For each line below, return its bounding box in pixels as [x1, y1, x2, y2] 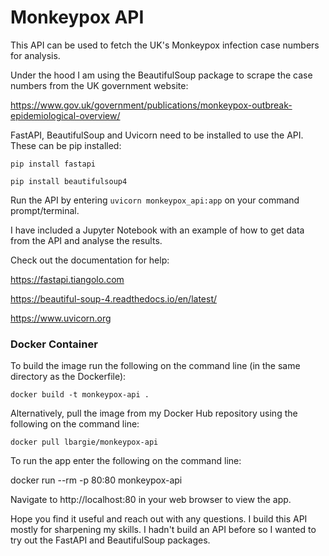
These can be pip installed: [10, 139, 122, 151]
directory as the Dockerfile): [10, 371, 127, 383]
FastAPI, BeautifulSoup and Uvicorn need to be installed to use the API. [10, 129, 304, 141]
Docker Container [10, 337, 98, 351]
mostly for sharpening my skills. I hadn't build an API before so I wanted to [10, 524, 317, 536]
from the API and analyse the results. [10, 234, 163, 246]
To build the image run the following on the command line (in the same [10, 360, 301, 372]
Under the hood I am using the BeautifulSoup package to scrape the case [10, 69, 313, 81]
